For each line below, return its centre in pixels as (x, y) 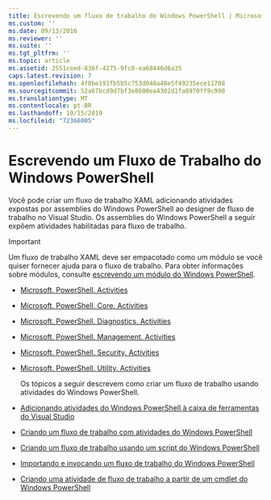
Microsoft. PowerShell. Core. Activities (84, 305)
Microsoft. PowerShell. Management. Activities (98, 336)
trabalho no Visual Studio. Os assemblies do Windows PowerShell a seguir (132, 217)
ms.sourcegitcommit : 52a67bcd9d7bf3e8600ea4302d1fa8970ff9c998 (117, 91)
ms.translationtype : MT (48, 98)
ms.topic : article (39, 61)
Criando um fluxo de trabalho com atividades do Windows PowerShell (136, 431)
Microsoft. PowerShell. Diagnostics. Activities (95, 321)
